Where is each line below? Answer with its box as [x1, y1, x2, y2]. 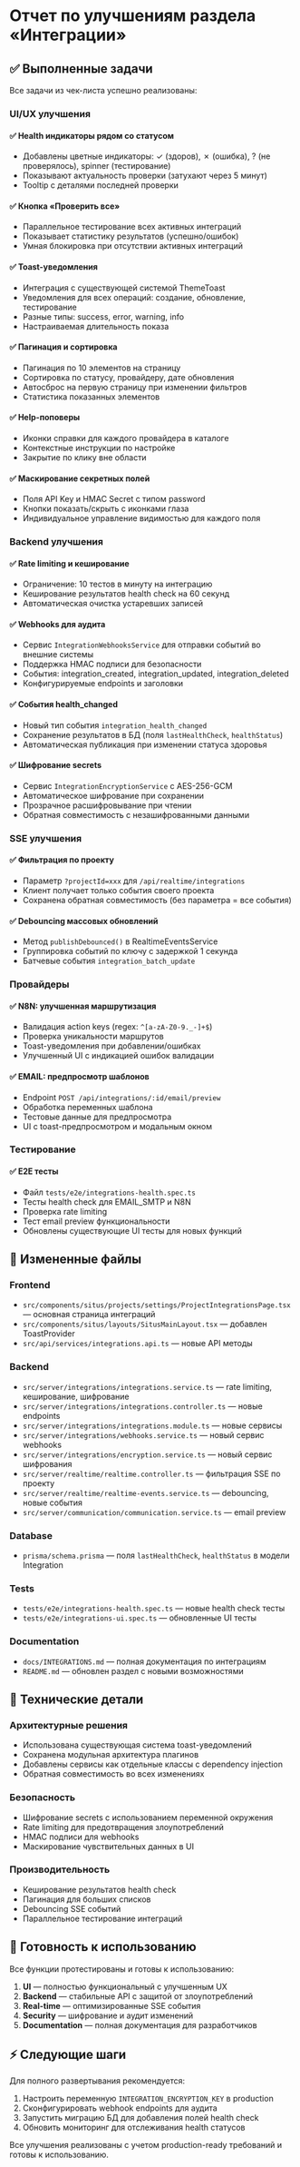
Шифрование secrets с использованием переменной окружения [22, 1812, 274, 1823]
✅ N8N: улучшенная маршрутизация [9, 1000, 157, 1011]
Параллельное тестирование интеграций [22, 1913, 183, 1924]
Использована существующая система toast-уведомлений [22, 1739, 252, 1750]
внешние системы [22, 649, 94, 660]
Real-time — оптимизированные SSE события [22, 2000, 201, 2011]
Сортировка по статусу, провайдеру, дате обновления [22, 371, 235, 382]
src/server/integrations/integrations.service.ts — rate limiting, [22, 1381, 273, 1392]
